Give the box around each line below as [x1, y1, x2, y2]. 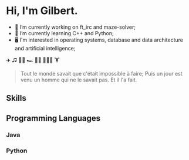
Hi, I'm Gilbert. [6, 4, 78, 18]
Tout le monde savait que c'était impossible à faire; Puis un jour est [20, 70, 183, 77]
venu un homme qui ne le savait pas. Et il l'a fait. [20, 76, 137, 83]
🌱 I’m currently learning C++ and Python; [14, 29, 114, 36]
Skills [6, 93, 26, 103]
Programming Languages [6, 113, 101, 123]
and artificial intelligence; [14, 45, 76, 52]
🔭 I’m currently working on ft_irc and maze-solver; [14, 23, 136, 30]
